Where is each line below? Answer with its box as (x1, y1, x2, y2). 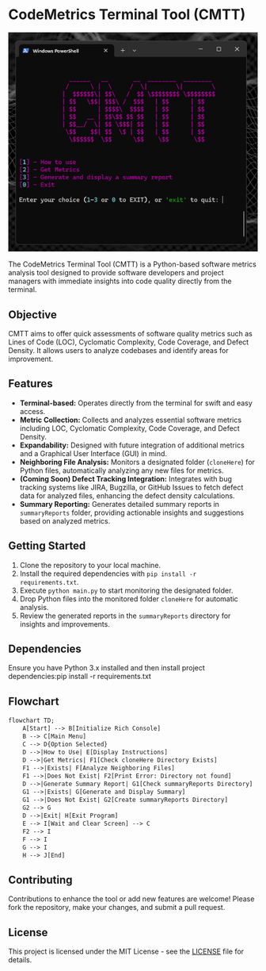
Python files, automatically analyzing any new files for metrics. (19, 466, 224, 475)
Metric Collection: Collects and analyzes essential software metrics (19, 415, 242, 424)
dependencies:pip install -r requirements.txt (8, 672, 152, 681)
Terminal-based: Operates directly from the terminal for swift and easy (19, 398, 253, 408)
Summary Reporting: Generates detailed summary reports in (19, 499, 220, 509)
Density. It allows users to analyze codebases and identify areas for (8, 346, 229, 355)
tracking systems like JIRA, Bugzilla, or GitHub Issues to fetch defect (19, 482, 244, 492)
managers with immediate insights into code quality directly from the (8, 276, 232, 286)
